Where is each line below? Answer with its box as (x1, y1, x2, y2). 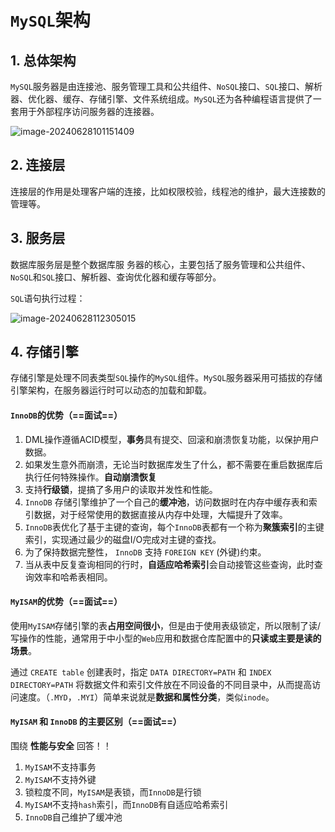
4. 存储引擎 (10, 344, 79, 361)
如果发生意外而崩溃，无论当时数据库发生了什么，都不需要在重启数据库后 (24, 458, 323, 470)
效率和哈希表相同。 (33, 571, 113, 583)
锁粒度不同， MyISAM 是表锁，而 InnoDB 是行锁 (24, 786, 202, 798)
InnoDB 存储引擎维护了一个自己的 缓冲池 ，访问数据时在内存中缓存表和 (24, 496, 309, 508)
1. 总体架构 (10, 52, 77, 69)
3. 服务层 (10, 230, 66, 247)
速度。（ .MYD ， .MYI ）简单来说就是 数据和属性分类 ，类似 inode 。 (18, 691, 275, 703)
